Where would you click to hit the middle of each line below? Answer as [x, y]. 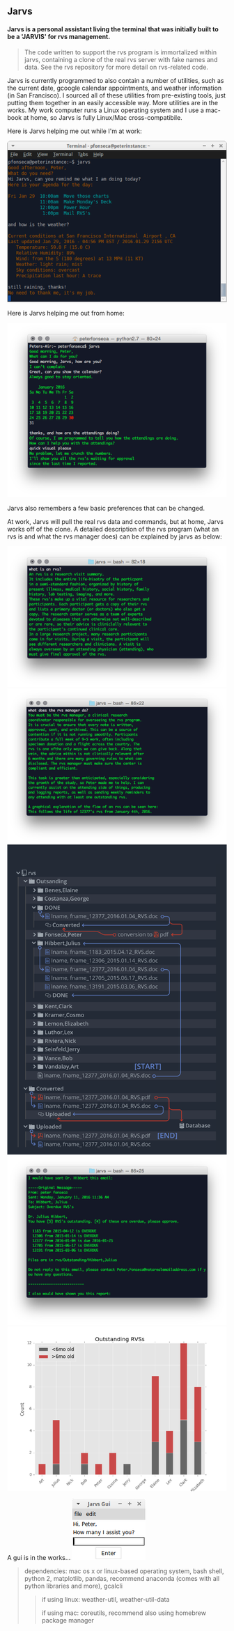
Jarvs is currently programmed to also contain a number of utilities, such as [116, 80]
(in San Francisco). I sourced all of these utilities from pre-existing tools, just [117, 95]
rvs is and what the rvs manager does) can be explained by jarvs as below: [115, 536]
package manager [68, 1621]
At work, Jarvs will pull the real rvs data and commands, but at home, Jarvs [116, 521]
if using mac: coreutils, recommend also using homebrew [124, 1613]
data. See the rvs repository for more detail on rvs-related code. [116, 67]
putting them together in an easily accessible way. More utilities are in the [112, 102]
